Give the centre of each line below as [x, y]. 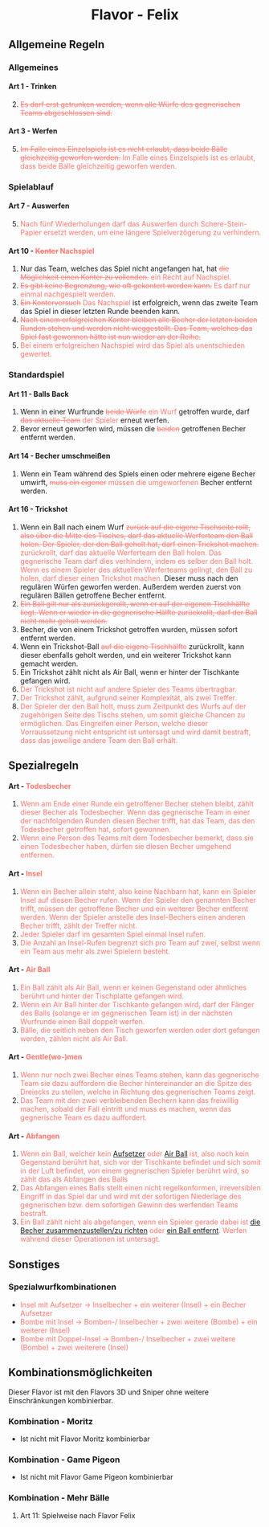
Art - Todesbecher [40, 786]
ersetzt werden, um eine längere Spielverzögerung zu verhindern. [152, 233]
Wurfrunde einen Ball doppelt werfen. [82, 1021]
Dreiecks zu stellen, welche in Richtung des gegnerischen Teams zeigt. [138, 1092]
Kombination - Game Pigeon [64, 1460]
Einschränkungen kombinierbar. [61, 1400]
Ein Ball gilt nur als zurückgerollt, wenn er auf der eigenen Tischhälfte [135, 603]
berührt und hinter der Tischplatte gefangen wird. [102, 996]
